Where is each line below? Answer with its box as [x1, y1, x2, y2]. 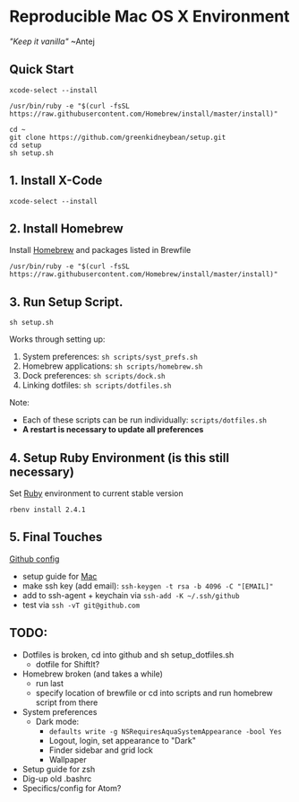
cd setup [9, 141, 42, 150]
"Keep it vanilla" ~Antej [9, 36, 96, 47]
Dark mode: [35, 716, 80, 727]
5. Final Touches [9, 529, 103, 545]
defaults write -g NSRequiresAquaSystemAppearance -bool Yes [48, 727, 282, 737]
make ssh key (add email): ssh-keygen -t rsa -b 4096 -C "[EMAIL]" [21, 580, 274, 591]
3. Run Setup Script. [9, 294, 124, 309]
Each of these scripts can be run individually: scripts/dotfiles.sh [21, 414, 267, 425]
